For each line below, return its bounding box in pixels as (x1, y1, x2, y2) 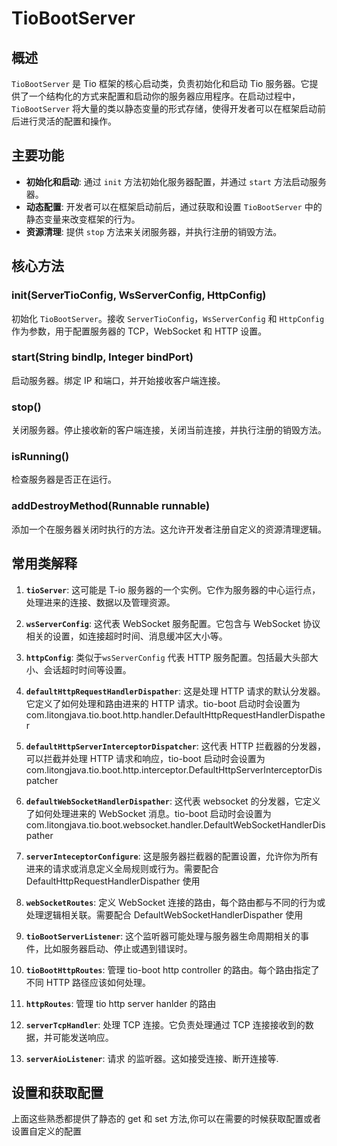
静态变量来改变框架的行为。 (25, 213, 141, 225)
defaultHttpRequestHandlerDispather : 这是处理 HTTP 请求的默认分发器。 (25, 685, 326, 697)
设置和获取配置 (11, 1084, 104, 1101)
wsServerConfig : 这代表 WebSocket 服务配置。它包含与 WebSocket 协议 (25, 617, 321, 629)
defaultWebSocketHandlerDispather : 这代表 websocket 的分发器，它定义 (25, 795, 321, 807)
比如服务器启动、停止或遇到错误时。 (43, 942, 193, 954)
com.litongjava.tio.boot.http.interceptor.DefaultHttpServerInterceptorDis (25, 763, 323, 776)
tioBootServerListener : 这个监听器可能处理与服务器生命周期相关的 (25, 930, 301, 942)
